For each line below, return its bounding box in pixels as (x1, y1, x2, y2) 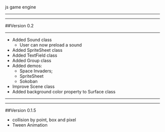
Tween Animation (12, 122, 48, 128)
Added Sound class (12, 37, 52, 43)
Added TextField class (12, 52, 57, 58)
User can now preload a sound (19, 42, 82, 48)
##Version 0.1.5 (5, 108, 36, 113)
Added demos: (12, 63, 43, 68)
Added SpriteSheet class (12, 47, 63, 53)
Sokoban (19, 78, 38, 84)
